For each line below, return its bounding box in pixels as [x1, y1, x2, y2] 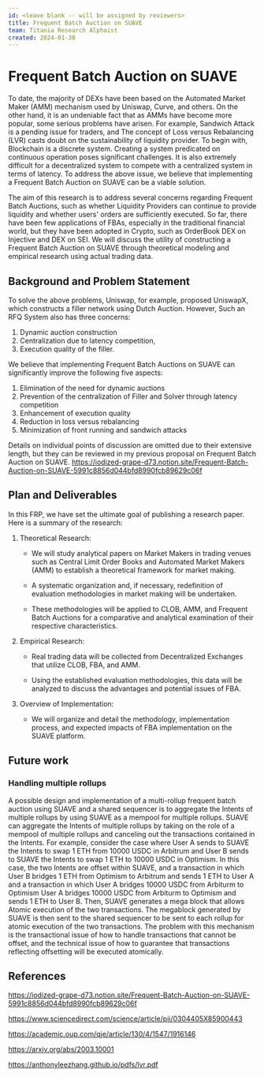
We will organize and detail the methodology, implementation [31, 714, 230, 723]
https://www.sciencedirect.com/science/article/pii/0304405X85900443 [8, 1014, 243, 1023]
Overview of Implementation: [19, 699, 114, 708]
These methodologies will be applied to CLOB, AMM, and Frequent [31, 604, 248, 614]
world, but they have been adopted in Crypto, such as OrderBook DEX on [8, 227, 247, 236]
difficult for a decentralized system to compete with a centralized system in [8, 161, 253, 171]
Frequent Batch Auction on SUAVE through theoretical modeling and [8, 243, 230, 253]
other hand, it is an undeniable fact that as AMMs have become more [8, 111, 232, 120]
